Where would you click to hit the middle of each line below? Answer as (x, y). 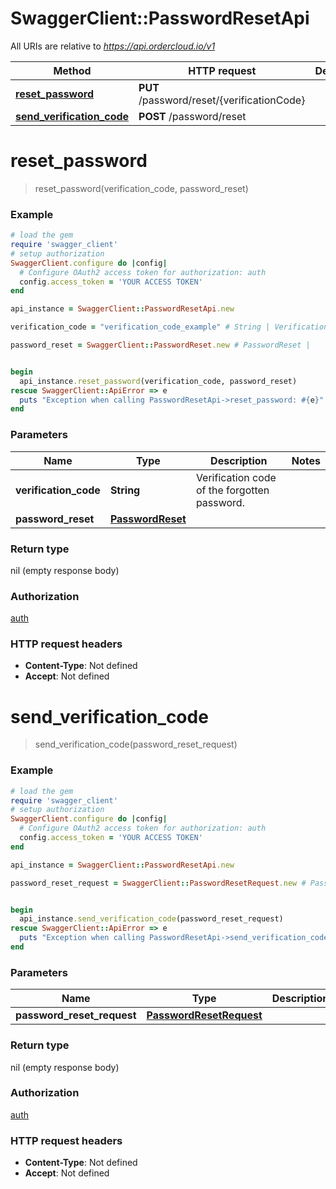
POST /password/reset (192, 116)
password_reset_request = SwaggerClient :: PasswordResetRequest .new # (158, 883)
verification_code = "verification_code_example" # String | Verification (169, 327)
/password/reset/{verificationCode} (222, 100)
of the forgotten (232, 490)
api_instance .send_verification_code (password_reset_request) (151, 919)
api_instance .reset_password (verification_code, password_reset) (158, 381)
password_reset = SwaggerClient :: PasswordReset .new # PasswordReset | (160, 345)
